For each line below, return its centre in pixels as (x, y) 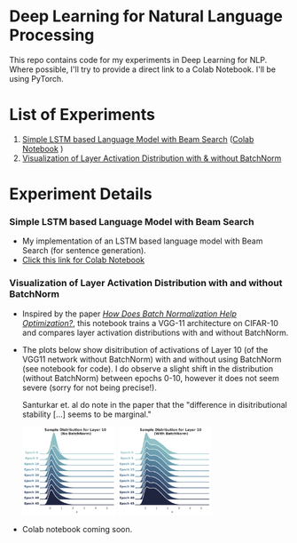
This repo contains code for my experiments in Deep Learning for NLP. (138, 60)
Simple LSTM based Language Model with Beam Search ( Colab (138, 139)
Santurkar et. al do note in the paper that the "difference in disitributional (155, 404)
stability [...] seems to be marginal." (87, 414)
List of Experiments (82, 115)
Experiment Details (81, 194)
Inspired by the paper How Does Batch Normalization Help (129, 314)
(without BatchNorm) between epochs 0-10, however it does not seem (150, 378)
